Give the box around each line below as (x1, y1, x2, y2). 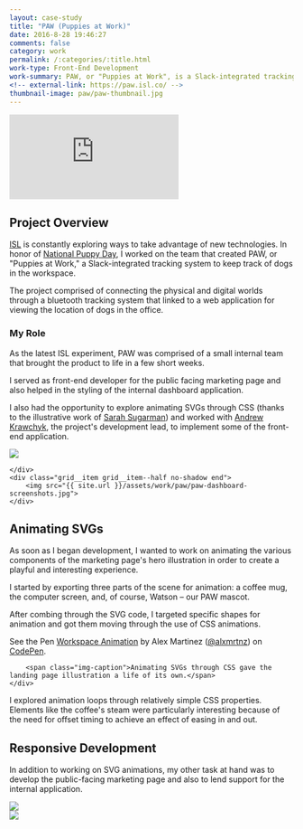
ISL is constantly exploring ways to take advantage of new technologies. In (9, 239, 288, 250)
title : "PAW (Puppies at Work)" (9, 22, 131, 31)
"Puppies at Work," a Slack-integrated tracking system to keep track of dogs (9, 259, 293, 269)
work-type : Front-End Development (9, 64, 140, 73)
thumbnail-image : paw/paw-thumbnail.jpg (9, 89, 164, 98)
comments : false (9, 38, 70, 48)
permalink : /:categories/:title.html (9, 55, 151, 64)
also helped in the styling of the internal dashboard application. (9, 384, 244, 395)
